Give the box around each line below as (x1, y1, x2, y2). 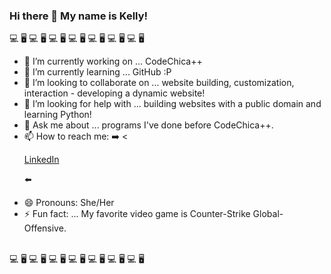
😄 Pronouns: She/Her (23, 197, 115, 209)
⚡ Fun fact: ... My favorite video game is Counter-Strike (23, 208, 251, 220)
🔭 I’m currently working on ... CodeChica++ (23, 55, 203, 68)
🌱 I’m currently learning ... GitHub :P (23, 66, 172, 78)
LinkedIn (23, 154, 60, 166)
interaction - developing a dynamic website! (23, 87, 206, 99)
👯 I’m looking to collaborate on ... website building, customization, (23, 77, 295, 89)
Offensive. (23, 222, 67, 234)
